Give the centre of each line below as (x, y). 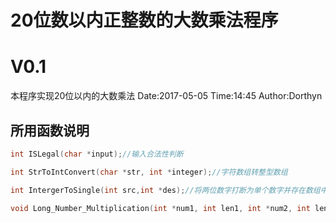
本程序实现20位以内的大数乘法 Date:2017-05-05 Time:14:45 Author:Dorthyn (166, 96)
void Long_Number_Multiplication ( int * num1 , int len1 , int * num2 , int (160, 208)
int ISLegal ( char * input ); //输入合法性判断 (97, 154)
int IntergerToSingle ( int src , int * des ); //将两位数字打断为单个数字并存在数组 (165, 190)
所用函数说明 (50, 130)
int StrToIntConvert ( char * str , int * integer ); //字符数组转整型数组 (149, 172)
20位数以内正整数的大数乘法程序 (144, 20)
